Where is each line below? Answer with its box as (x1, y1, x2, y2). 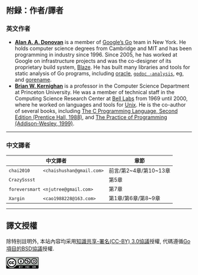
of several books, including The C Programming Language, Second (14, 107, 178, 114)
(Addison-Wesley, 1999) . (14, 120, 75, 127)
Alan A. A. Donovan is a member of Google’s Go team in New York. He (14, 38, 187, 45)
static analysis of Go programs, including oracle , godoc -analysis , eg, (14, 69, 184, 77)
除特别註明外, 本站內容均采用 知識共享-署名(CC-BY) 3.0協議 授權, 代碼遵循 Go (6, 237, 190, 244)
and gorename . (14, 76, 52, 83)
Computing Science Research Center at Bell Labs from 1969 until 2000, (14, 95, 188, 102)
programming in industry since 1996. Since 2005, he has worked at (14, 51, 178, 58)
